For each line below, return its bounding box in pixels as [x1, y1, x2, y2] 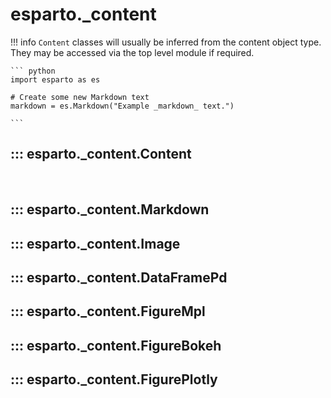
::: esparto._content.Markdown [10, 201, 210, 218]
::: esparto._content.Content [10, 146, 192, 163]
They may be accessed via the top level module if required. [10, 46, 255, 58]
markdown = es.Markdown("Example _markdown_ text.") [10, 101, 235, 111]
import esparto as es [10, 74, 101, 85]
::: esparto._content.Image [10, 235, 181, 252]
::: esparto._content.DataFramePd [10, 269, 228, 286]
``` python [10, 66, 56, 76]
